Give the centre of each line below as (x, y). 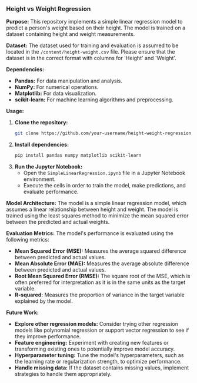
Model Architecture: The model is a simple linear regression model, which (96, 203)
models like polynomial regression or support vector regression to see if (102, 330)
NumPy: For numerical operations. (56, 87)
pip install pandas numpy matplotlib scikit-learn (78, 156)
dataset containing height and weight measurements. (71, 34)
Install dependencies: (42, 145)
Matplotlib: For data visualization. (56, 94)
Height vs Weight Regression (49, 9)
